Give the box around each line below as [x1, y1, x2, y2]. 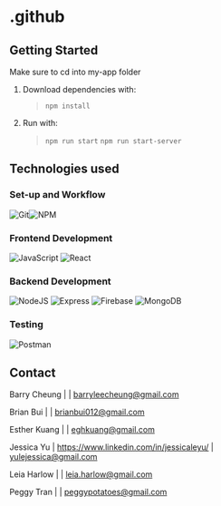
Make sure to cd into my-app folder [9, 66, 141, 77]
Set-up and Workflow [9, 189, 106, 201]
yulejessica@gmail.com [9, 452, 98, 462]
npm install [44, 102, 91, 111]
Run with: [22, 118, 59, 128]
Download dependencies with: [22, 84, 137, 94]
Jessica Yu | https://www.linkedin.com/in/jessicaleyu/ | [9, 442, 215, 452]
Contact [9, 365, 56, 380]
